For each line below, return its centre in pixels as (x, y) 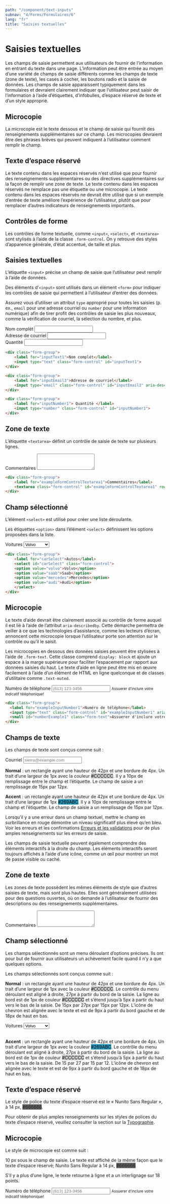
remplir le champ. (24, 145)
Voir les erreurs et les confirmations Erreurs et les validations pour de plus (83, 828)
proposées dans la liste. (30, 535)
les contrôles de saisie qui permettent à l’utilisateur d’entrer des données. (82, 293)
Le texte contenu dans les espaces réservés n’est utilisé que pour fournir (81, 173)
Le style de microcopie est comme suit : (47, 1150)
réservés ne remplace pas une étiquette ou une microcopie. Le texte (76, 189)
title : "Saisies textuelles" (36, 24)
